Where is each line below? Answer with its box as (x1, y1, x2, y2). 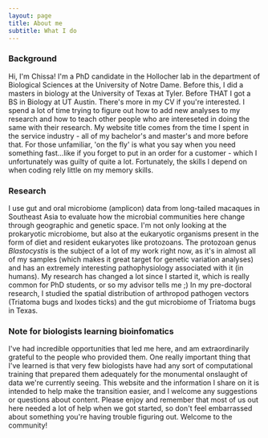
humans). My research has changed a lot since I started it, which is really (8, 271, 250, 281)
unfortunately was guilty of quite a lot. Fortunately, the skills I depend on (8, 156, 247, 166)
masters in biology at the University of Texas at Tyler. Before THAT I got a (8, 88, 251, 98)
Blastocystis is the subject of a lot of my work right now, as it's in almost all (8, 245, 257, 255)
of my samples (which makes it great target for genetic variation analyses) (8, 254, 254, 264)
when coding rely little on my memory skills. (8, 165, 154, 175)
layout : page (8, 11, 52, 20)
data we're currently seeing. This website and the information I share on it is (8, 378, 259, 387)
